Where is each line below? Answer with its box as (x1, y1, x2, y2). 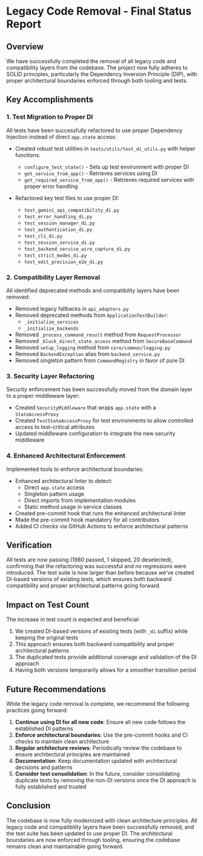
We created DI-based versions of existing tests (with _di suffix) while (15, 628, 188, 635)
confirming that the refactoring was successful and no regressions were (6, 563, 187, 570)
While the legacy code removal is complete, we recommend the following (6, 700, 190, 708)
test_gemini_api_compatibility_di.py (24, 207, 120, 214)
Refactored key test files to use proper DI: (15, 194, 119, 201)
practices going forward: (6, 707, 68, 714)
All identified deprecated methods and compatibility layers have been (6, 287, 180, 294)
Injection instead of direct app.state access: (6, 133, 117, 141)
